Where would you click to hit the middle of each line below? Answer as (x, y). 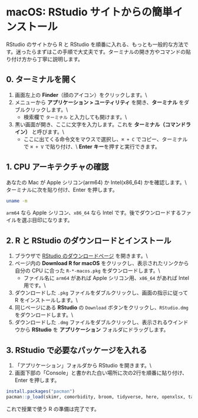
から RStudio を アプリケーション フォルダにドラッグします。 (94, 330)
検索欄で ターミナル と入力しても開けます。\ (75, 117)
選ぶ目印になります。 (47, 220)
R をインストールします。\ (46, 300)
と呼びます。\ (48, 132)
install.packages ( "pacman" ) (41, 391)
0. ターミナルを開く (42, 79)
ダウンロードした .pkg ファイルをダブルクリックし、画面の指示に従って (101, 293)
